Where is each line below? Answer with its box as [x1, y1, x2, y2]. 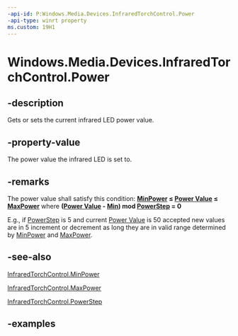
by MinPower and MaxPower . [7, 231, 93, 239]
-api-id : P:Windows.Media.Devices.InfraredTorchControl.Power [7, 10, 195, 18]
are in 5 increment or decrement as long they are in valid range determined [7, 224, 227, 231]
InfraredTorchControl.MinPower [7, 270, 101, 278]
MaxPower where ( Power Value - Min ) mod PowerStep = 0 [7, 202, 182, 210]
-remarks [7, 175, 50, 187]
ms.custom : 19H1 [7, 23, 55, 30]
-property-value [7, 136, 81, 149]
